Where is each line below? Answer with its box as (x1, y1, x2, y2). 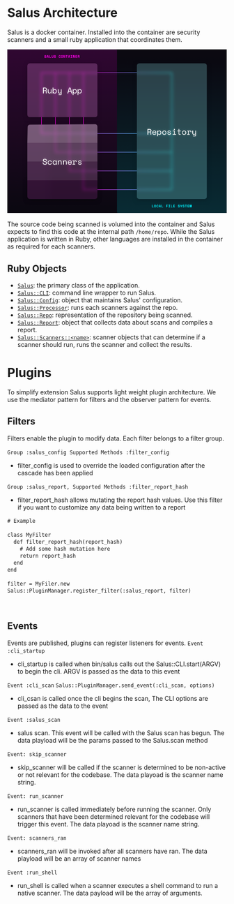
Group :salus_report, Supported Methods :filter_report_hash (7, 483, 189, 490)
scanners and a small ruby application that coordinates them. (7, 35, 182, 43)
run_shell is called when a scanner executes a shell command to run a (17, 881, 218, 889)
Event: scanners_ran (7, 834, 68, 842)
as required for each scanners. (7, 242, 95, 251)
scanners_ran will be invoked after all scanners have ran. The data (17, 847, 208, 855)
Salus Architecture (7, 5, 118, 21)
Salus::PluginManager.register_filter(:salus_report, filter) (7, 587, 192, 594)
